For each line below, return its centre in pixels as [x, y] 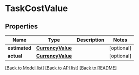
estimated [20, 48]
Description [90, 40]
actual [15, 56]
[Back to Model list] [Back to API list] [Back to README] [61, 68]
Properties [21, 26]
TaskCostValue [37, 8]
